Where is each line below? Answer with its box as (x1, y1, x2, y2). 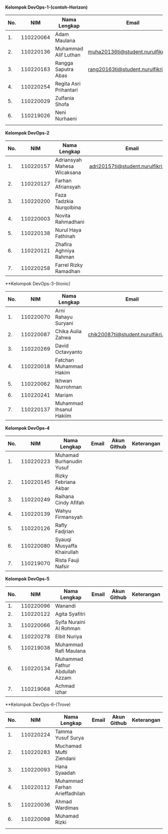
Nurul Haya (54, 227, 81, 233)
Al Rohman (54, 625, 81, 632)
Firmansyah (54, 514, 83, 520)
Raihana (54, 493, 74, 500)
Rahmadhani (54, 219, 84, 225)
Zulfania (54, 95, 74, 102)
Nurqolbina (54, 204, 81, 211)
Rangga (54, 60, 73, 67)
